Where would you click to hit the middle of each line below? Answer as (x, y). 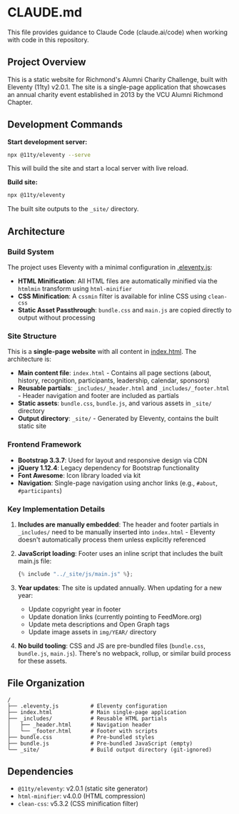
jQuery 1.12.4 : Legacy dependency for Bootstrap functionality (108, 467)
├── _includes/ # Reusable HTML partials (87, 718)
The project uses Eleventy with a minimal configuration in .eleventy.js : (110, 267)
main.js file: (35, 561)
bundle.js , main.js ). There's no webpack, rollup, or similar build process (124, 653)
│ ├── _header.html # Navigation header (80, 725)
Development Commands (65, 124)
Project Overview (47, 62)
